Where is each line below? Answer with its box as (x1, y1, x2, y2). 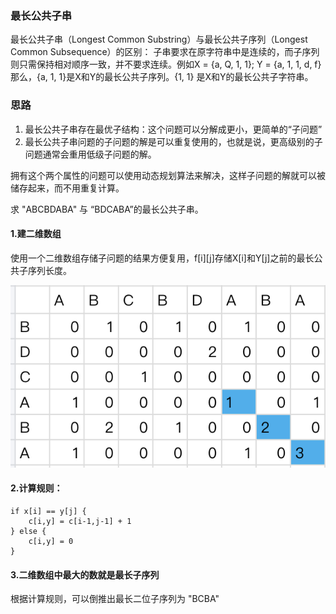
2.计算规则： (10, 482, 63, 494)
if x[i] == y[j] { (10, 507, 87, 517)
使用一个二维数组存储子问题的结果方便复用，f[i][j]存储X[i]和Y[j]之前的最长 (10, 252, 315, 264)
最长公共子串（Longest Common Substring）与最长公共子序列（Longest (10, 33, 308, 46)
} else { (10, 527, 47, 537)
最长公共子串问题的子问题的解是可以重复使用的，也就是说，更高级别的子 (24, 135, 323, 147)
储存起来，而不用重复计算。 (10, 182, 125, 194)
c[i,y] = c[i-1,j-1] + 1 (28, 517, 132, 527)
